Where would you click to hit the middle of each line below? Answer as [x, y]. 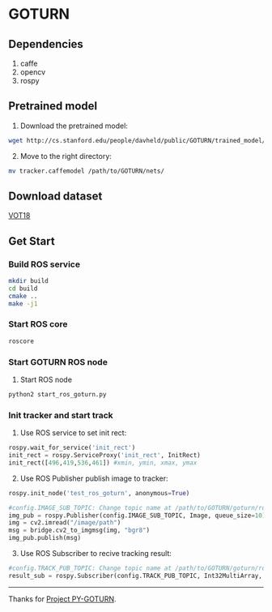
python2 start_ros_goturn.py [57, 395]
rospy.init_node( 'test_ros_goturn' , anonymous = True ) [99, 493]
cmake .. [23, 296]
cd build [23, 289]
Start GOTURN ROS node [58, 362]
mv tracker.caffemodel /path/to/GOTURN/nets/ [86, 171]
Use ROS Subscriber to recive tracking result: [96, 554]
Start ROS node [46, 380]
